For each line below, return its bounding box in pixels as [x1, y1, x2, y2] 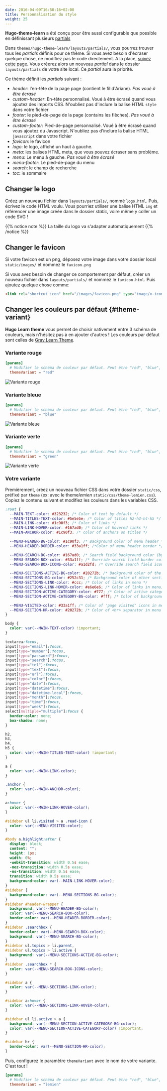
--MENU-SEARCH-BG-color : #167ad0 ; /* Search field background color [9, 552, 155, 558]
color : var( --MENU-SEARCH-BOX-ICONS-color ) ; [9, 967, 103, 971]
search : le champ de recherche [12, 165, 77, 171]
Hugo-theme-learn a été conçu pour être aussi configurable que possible [5, 30, 157, 36]
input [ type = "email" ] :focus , [5, 644, 64, 649]
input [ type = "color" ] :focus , [5, 676, 64, 681]
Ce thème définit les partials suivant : [5, 76, 82, 82]
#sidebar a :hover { [5, 998, 46, 1003]
